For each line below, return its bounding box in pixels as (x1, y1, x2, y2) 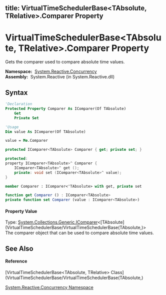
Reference (5, 258, 27, 264)
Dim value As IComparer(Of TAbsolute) (5, 129, 86, 134)
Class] (110, 269, 124, 275)
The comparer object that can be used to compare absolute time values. (5, 230, 154, 236)
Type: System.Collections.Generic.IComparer (5, 219, 98, 225)
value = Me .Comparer (5, 138, 48, 143)
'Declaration (5, 102, 32, 107)
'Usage (5, 124, 19, 129)
